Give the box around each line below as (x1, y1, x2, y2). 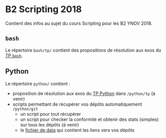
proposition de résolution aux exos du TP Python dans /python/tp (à (12, 90, 156, 97)
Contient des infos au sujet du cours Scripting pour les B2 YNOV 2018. (5, 20, 153, 26)
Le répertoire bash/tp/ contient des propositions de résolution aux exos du (5, 47, 161, 53)
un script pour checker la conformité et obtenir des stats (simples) (20, 116, 159, 122)
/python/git (12, 106, 38, 112)
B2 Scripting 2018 (5, 4, 82, 15)
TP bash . (5, 52, 23, 59)
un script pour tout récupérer (20, 111, 81, 117)
